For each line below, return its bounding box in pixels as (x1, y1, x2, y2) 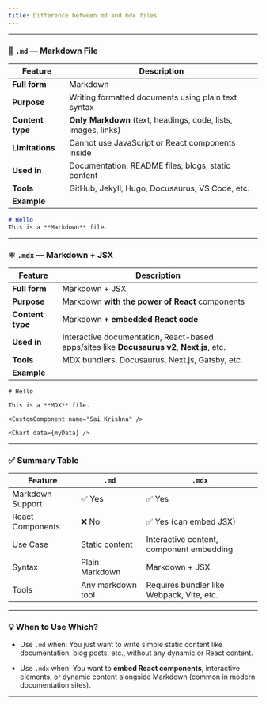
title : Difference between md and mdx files (8, 11, 158, 20)
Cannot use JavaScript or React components (69, 137, 236, 148)
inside (69, 147, 92, 158)
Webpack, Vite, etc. (146, 589, 219, 601)
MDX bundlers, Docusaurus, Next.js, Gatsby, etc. (62, 354, 243, 365)
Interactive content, (146, 534, 219, 545)
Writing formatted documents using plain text (69, 92, 237, 103)
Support (12, 498, 43, 510)
